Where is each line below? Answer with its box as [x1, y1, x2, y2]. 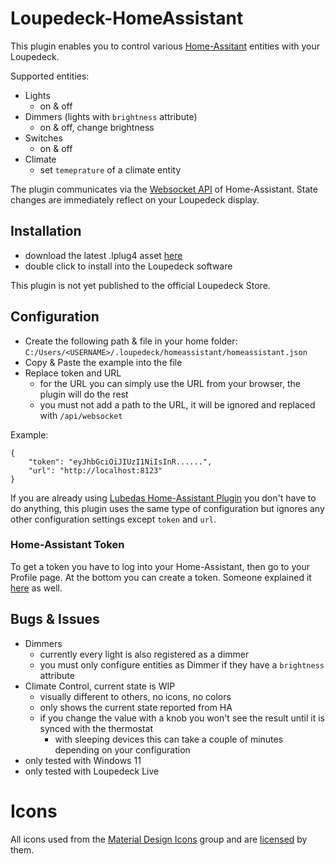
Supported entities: [10, 70, 90, 82]
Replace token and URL [24, 367, 122, 379]
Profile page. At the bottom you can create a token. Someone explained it [10, 571, 312, 583]
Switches [24, 132, 63, 144]
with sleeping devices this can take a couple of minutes [54, 733, 284, 745]
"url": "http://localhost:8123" [28, 465, 163, 476]
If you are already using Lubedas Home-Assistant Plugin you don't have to [10, 492, 317, 504]
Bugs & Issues [10, 611, 100, 628]
